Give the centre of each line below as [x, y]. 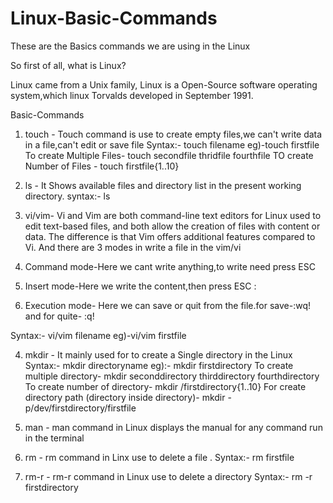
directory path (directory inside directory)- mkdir [125, 397]
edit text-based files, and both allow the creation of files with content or [172, 226]
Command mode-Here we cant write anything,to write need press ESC [170, 266]
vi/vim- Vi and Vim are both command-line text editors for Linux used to [173, 215]
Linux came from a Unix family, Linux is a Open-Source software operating [164, 84]
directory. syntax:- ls [67, 196]
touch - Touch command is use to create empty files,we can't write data [173, 134]
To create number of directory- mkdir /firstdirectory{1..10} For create [165, 386]
